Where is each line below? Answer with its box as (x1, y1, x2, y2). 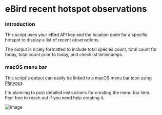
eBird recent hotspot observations (5, 3, 147, 15)
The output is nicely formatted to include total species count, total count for (5, 46, 157, 52)
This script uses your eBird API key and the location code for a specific (5, 32, 148, 38)
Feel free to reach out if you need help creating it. (5, 95, 105, 100)
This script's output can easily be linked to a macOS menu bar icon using (5, 75, 152, 81)
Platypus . (5, 80, 24, 86)
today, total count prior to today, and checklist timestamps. (5, 52, 123, 57)
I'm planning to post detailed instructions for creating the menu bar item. (5, 89, 151, 96)
